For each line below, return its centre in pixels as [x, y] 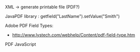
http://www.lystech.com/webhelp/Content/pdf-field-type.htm [73, 35]
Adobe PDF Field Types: [29, 26]
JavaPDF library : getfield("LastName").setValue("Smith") [62, 16]
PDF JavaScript [21, 44]
